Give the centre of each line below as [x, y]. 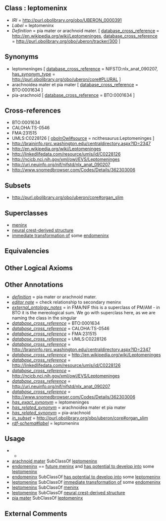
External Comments [36, 513]
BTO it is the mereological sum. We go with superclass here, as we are [83, 312]
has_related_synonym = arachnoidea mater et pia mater [69, 407]
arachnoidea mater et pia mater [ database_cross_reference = [75, 84]
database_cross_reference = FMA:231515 [54, 334]
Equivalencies [27, 251]
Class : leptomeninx [36, 8]
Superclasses [26, 213]
